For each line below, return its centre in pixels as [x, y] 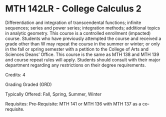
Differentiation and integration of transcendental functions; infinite [73, 22]
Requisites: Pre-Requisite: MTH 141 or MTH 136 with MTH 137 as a [73, 103]
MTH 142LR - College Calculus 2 [73, 9]
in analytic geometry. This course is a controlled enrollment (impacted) [78, 33]
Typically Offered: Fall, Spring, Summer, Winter [53, 94]
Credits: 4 [15, 74]
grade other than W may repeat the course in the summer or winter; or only [82, 43]
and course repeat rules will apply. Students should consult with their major [83, 59]
